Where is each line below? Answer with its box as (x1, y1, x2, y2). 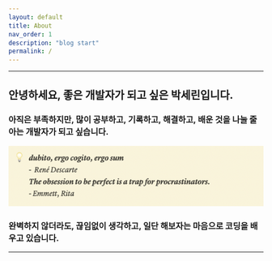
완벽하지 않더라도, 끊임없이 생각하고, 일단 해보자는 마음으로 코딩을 (8, 220, 249, 231)
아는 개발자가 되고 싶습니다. (8, 126, 109, 138)
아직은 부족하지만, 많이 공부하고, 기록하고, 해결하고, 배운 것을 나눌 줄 (8, 114, 257, 126)
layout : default (8, 13, 63, 21)
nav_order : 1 (8, 30, 53, 38)
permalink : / (8, 47, 53, 56)
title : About (8, 21, 53, 30)
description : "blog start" (8, 39, 100, 47)
